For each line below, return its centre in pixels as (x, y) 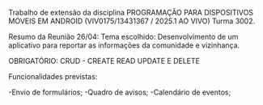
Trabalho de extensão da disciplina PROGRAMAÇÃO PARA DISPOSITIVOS (131, 13)
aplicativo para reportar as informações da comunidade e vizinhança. (124, 45)
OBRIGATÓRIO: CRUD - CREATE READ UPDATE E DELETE (104, 61)
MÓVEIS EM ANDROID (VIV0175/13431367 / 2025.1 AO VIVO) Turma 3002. (132, 21)
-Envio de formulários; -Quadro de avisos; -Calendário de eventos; (120, 92)
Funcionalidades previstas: (53, 76)
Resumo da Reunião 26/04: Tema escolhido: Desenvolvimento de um (123, 37)
